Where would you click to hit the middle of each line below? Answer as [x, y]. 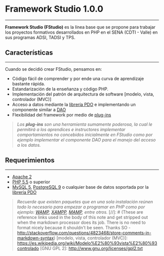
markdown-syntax [35, 238]
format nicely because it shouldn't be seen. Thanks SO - [74, 227]
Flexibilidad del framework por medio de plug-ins [61, 115]
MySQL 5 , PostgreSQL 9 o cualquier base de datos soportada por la [80, 187]
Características [29, 53]
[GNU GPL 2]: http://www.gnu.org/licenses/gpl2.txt [91, 248]
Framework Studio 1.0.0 [54, 9]
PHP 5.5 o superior [31, 182]
